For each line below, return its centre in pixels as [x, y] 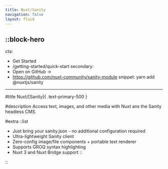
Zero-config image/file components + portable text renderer [74, 142]
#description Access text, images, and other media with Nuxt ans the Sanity [83, 106]
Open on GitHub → [32, 72]
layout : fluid [20, 19]
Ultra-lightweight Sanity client [43, 136]
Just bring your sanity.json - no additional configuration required [79, 131]
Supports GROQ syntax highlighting [49, 147]
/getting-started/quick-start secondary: [53, 66]
